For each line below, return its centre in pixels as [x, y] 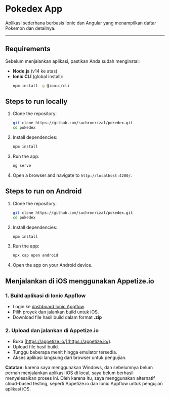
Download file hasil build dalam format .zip [57, 317]
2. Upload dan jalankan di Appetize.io [52, 330]
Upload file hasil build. [36, 347]
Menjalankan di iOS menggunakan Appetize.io [80, 281]
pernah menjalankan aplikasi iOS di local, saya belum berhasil [70, 373]
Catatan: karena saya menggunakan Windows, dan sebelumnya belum [79, 368]
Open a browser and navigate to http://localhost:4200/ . [72, 175]
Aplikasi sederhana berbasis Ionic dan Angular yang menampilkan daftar [81, 23]
